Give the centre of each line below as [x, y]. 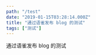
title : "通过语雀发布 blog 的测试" [46, 22]
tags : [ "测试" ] [24, 28]
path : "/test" [24, 12]
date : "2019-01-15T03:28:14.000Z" [49, 17]
